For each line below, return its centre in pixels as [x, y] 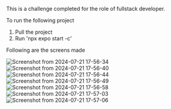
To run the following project [40, 20]
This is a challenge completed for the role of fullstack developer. [86, 9]
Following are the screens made [46, 50]
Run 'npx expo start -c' [43, 38]
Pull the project [34, 32]
